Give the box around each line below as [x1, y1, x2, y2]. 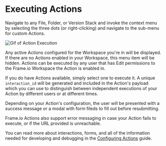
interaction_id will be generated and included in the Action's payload [5, 80, 149, 86]
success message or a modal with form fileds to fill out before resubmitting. [5, 105, 160, 111]
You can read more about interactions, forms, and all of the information [5, 130, 150, 136]
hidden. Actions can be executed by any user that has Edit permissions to [5, 60, 155, 66]
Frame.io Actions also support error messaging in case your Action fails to [5, 115, 157, 121]
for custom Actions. [5, 30, 46, 36]
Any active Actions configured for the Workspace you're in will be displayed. [5, 49, 162, 55]
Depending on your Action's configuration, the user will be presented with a [5, 100, 160, 106]
